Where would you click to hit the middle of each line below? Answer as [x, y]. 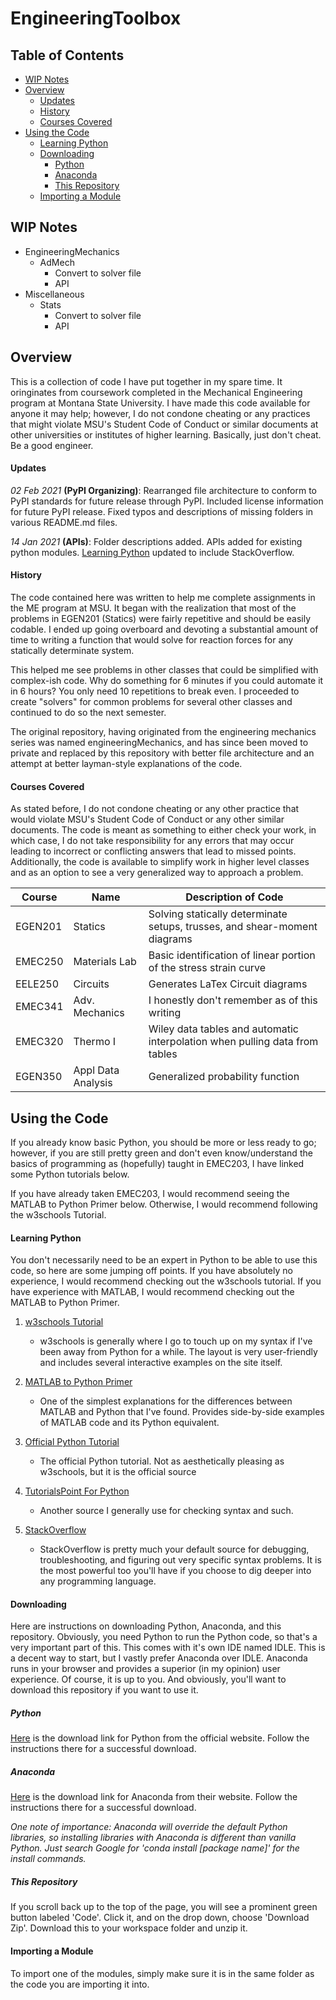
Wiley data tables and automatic [223, 1029]
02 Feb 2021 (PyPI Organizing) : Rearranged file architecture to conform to [164, 490]
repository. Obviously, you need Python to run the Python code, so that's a [164, 1637]
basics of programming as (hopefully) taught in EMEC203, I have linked [157, 1164]
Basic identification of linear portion [232, 955]
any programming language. [98, 1581]
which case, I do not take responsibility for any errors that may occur [152, 841]
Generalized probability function [224, 1077]
